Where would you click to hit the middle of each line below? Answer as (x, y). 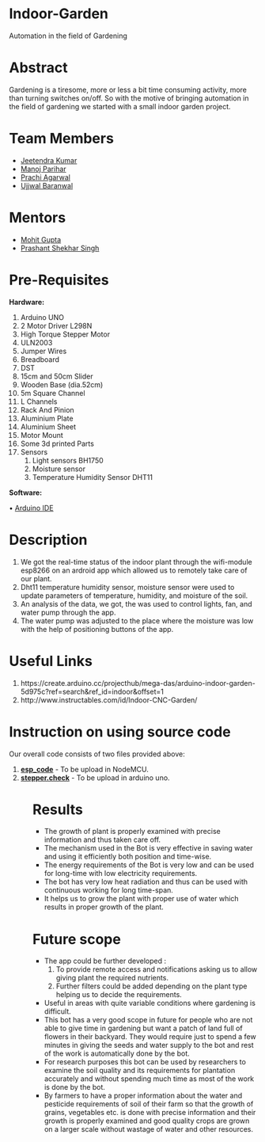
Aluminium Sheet (48, 426)
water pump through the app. (68, 612)
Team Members (61, 139)
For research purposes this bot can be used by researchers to (145, 1062)
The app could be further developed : (105, 961)
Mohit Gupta (41, 239)
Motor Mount (42, 435)
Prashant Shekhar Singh (60, 248)
